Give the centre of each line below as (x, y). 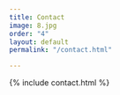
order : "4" (29, 33)
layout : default (39, 42)
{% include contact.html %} (60, 83)
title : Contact (37, 17)
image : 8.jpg (33, 26)
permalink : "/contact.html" (61, 50)
